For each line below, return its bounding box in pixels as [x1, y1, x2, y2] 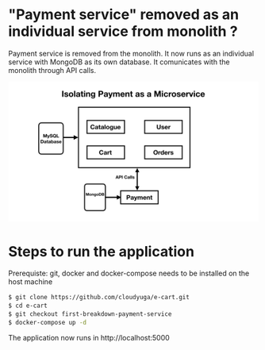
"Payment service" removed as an [8, 6, 240, 24]
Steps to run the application [8, 242, 194, 260]
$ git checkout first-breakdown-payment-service [8, 310, 172, 318]
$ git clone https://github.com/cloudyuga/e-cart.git [8, 294, 190, 302]
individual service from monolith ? [8, 22, 238, 40]
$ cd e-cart [8, 302, 48, 310]
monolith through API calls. [8, 65, 97, 75]
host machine [8, 277, 53, 287]
